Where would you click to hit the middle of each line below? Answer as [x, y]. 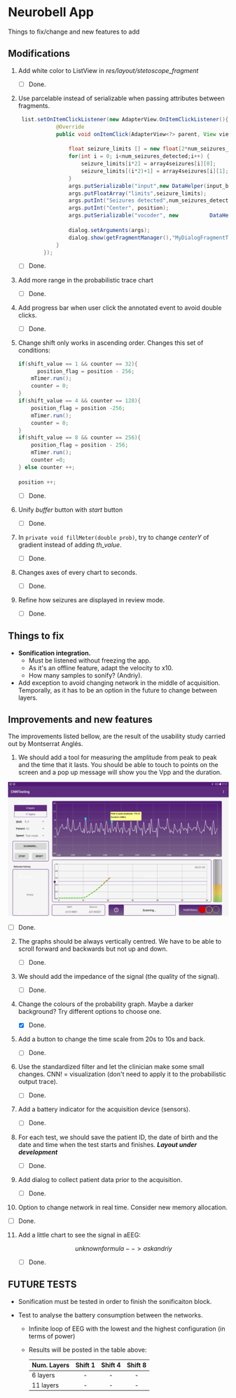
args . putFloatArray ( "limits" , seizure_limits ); [138, 194]
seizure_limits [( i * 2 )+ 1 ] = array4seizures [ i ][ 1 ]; [155, 171]
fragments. [34, 105]
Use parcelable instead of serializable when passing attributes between [121, 98]
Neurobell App [51, 12]
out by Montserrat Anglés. [46, 744]
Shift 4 [111, 1365]
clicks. [27, 315]
